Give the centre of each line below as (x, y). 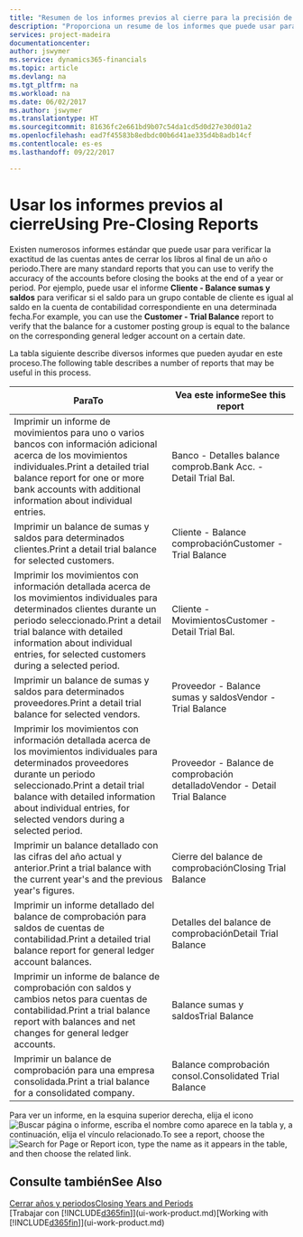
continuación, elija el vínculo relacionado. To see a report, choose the (137, 1134)
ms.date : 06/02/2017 (48, 102)
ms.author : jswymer (46, 110)
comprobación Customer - (228, 543)
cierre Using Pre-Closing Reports (134, 224)
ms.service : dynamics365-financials (78, 60)
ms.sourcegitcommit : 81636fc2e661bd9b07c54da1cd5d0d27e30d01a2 (131, 127)
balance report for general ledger (84, 950)
